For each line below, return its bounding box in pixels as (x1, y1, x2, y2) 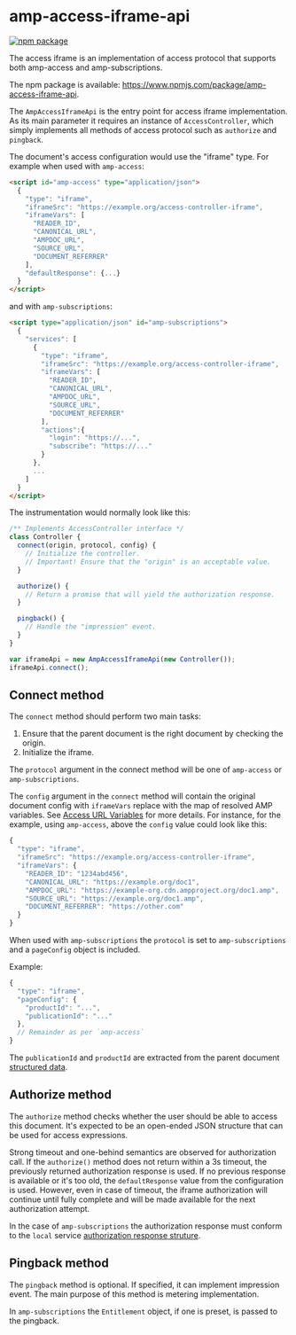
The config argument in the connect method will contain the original (9, 791, 256, 801)
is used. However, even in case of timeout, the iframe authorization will (9, 1184, 268, 1195)
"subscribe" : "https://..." (48, 441, 152, 451)
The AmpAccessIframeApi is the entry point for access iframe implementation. (9, 105, 288, 116)
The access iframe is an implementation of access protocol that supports (9, 52, 277, 63)
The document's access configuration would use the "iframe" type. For (9, 151, 269, 161)
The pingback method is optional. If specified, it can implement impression (9, 1279, 280, 1290)
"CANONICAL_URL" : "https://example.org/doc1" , (25, 878, 200, 886)
